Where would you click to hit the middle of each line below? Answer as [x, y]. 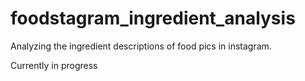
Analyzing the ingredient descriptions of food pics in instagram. [141, 46]
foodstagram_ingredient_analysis [153, 18]
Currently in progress [54, 65]
